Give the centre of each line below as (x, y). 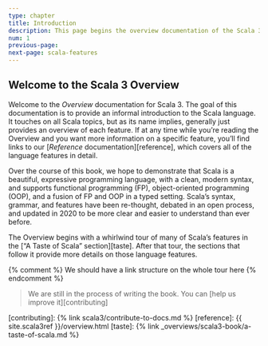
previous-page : (33, 46)
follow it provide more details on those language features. (103, 254)
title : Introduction (43, 23)
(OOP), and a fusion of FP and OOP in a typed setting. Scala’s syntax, (122, 196)
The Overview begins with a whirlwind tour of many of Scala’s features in (128, 237)
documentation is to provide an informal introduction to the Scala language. (132, 113)
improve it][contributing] (68, 302)
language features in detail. (53, 155)
